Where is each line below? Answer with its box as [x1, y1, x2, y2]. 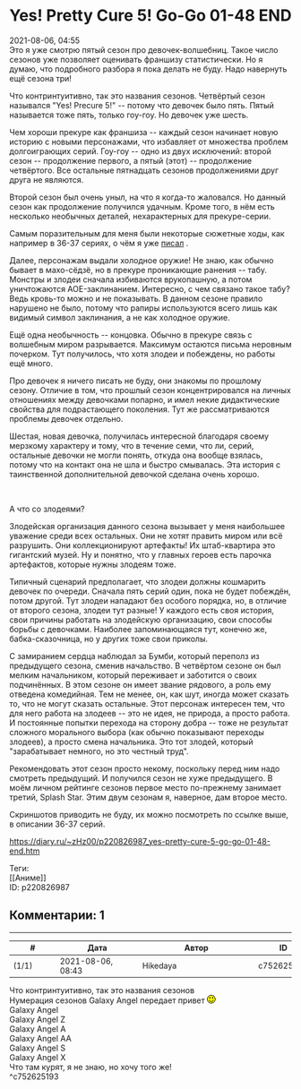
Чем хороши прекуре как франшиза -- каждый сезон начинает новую [9, 126, 279, 137]
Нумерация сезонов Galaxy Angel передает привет [9, 995, 206, 1006]
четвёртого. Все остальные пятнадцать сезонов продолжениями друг [9, 165, 279, 176]
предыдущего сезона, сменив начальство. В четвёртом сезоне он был [9, 660, 281, 671]
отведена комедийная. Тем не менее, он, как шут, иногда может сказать [9, 689, 289, 699]
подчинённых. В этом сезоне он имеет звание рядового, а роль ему [9, 679, 271, 690]
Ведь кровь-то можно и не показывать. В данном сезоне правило [9, 293, 263, 304]
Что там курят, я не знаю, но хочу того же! [9, 1062, 172, 1072]
